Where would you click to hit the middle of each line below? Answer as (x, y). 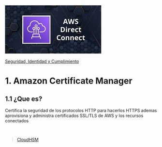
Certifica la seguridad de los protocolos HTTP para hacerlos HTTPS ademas (81, 110)
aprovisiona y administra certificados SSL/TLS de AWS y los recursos (74, 115)
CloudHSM (28, 139)
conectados (17, 121)
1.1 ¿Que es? (24, 99)
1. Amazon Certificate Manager (69, 81)
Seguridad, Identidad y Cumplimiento (42, 61)
